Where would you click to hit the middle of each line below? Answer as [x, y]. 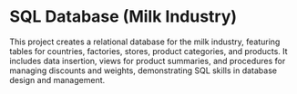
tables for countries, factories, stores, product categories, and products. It [149, 51]
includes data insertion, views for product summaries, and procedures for [148, 61]
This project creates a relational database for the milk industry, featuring [145, 42]
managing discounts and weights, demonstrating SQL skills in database [143, 70]
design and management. [57, 80]
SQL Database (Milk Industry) [123, 17]
